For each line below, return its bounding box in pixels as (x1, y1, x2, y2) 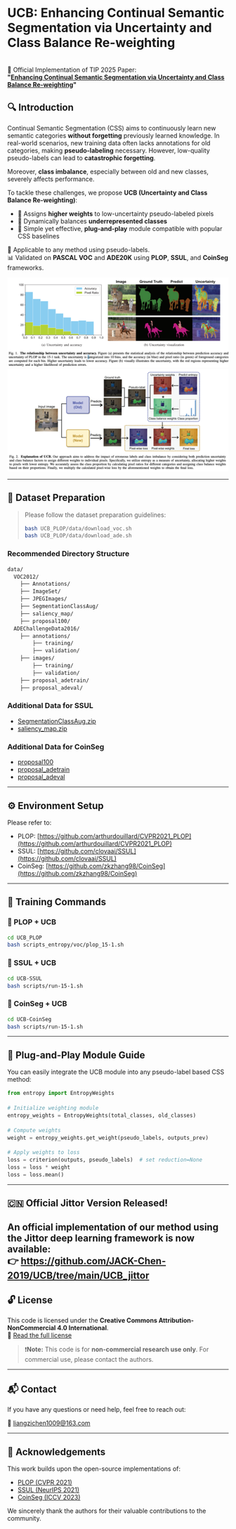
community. (7, 1514, 41, 1522)
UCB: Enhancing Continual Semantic (7, 5, 225, 21)
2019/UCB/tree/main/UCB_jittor (7, 1269, 150, 1281)
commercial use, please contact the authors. (24, 1356, 154, 1364)
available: (7, 1243, 51, 1255)
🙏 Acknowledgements (7, 1445, 106, 1458)
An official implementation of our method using (7, 1221, 219, 1233)
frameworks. (7, 263, 44, 272)
